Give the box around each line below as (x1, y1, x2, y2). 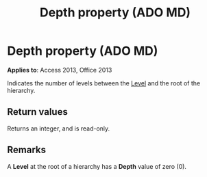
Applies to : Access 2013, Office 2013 (7, 66, 112, 74)
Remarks (7, 144, 47, 156)
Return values (7, 106, 69, 118)
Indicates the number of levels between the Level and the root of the (7, 79, 201, 87)
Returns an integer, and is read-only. (7, 124, 110, 133)
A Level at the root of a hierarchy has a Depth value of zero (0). (7, 162, 187, 170)
